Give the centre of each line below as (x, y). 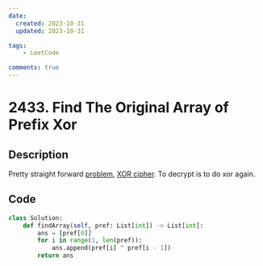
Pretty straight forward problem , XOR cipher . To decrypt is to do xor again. (132, 174)
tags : (17, 45)
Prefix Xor (43, 125)
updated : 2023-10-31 (50, 31)
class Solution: (35, 218)
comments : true (34, 68)
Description (38, 154)
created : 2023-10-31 (50, 23)
